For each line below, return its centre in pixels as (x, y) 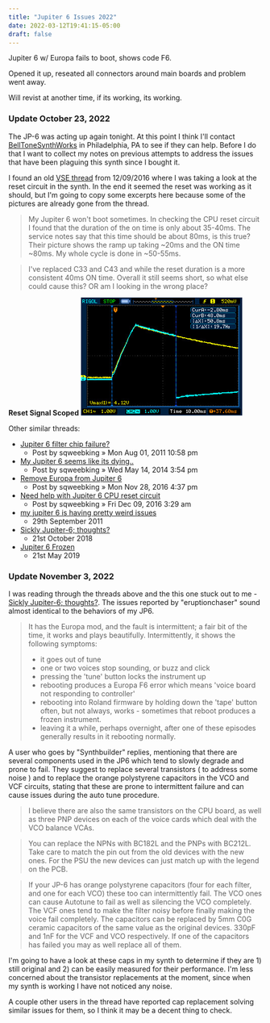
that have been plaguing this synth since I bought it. (94, 162)
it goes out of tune (71, 659)
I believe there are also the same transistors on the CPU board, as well (145, 810)
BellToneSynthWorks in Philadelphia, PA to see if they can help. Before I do (132, 144)
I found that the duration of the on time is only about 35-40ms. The (139, 228)
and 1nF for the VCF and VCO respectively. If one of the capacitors (139, 936)
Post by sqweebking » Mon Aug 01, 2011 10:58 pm (115, 453)
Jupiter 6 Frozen (47, 547)
